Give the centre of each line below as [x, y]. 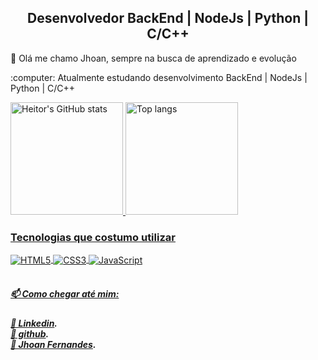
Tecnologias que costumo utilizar [93, 237]
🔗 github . [30, 333]
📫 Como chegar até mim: [65, 294]
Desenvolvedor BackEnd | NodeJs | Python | [168, 18]
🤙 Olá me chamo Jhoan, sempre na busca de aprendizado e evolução [153, 58]
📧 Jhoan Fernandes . [53, 344]
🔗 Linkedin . [34, 323]
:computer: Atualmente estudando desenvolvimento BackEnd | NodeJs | [159, 77]
